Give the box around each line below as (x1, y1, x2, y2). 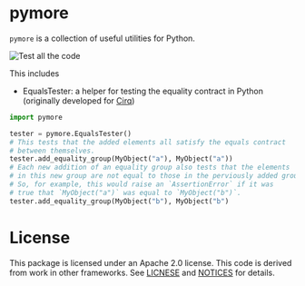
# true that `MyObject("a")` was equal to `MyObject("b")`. (9, 188, 242, 197)
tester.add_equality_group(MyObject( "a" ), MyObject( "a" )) (9, 154, 233, 163)
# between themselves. (9, 146, 95, 155)
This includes (9, 67, 60, 79)
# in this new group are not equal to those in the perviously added (9, 172, 279, 181)
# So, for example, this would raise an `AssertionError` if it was (9, 180, 274, 189)
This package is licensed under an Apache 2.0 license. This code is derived (9, 257, 292, 268)
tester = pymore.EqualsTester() (9, 129, 132, 138)
